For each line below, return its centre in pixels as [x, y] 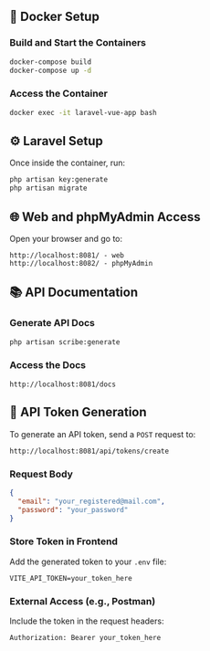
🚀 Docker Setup [55, 17]
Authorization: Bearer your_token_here [85, 638]
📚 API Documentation [74, 293]
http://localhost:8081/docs [63, 384]
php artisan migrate [49, 188]
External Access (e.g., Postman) [83, 601]
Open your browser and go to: [66, 238]
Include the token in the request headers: [87, 621]
